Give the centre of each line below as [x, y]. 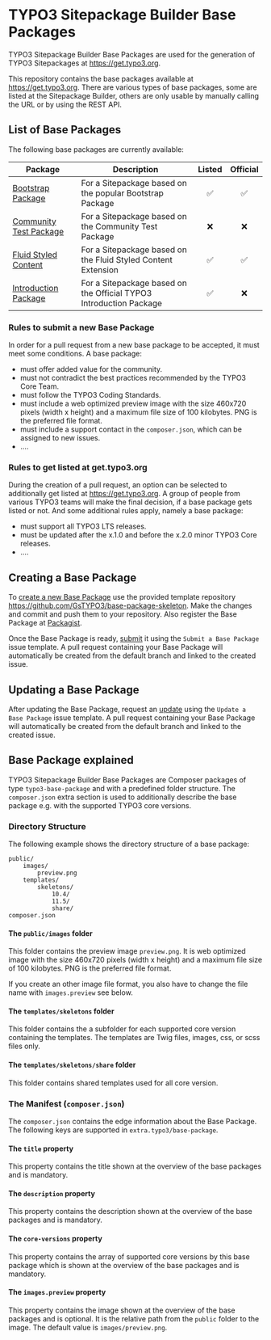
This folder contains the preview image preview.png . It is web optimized [127, 951]
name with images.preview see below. [71, 992]
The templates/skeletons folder [61, 1011]
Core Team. [39, 386]
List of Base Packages [65, 130]
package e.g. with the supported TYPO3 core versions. [100, 805]
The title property [41, 1148]
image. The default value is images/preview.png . [88, 1327]
